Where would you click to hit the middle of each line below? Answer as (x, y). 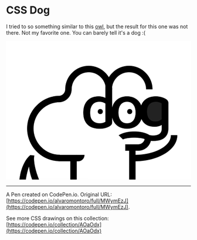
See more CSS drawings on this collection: (58, 218)
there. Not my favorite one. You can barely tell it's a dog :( (76, 32)
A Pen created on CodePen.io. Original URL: (59, 194)
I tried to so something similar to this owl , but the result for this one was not (97, 26)
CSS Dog (28, 10)
